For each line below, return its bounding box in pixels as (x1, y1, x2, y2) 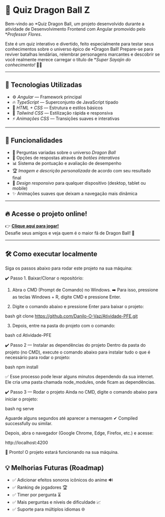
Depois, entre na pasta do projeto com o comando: (12, 323, 115, 329)
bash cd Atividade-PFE (5, 332, 52, 338)
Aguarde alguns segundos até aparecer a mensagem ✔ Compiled (5, 415, 138, 421)
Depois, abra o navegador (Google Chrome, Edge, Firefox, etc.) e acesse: (5, 430, 154, 436)
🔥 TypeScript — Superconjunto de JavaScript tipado (12, 99, 119, 105)
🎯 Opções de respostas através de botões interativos (12, 155, 120, 160)
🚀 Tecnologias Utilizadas (5, 81, 82, 89)
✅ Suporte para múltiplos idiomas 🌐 (12, 506, 85, 512)
